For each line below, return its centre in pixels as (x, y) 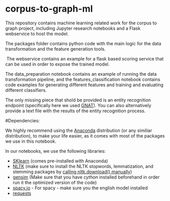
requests (22, 193)
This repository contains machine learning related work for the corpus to (81, 23)
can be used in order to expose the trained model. (58, 64)
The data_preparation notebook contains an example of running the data (81, 74)
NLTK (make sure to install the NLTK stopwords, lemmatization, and (83, 166)
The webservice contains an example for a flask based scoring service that (85, 58)
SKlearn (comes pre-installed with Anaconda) (60, 161)
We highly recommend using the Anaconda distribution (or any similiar (79, 130)
